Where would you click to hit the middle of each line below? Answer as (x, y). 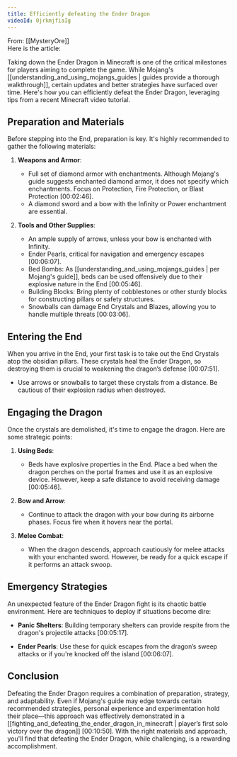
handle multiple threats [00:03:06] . (79, 314)
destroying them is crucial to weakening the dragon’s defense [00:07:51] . (114, 369)
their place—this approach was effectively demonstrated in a (96, 716)
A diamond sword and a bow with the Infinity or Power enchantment (127, 204)
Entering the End (45, 336)
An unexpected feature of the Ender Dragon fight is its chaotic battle (107, 604)
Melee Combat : (40, 535)
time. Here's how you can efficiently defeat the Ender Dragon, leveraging (114, 92)
